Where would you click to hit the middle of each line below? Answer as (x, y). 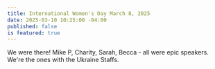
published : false (32, 26)
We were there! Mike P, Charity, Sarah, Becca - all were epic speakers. (108, 52)
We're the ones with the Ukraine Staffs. (63, 60)
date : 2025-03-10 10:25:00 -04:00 (57, 20)
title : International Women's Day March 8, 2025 (79, 13)
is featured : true (34, 33)
